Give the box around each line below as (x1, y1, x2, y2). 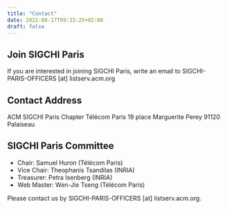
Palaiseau (7, 120, 35, 128)
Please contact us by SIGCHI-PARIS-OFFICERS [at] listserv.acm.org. (7, 194, 202, 202)
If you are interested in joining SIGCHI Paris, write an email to (7, 67, 181, 75)
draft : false (7, 23, 45, 30)
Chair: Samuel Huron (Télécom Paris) (17, 158, 123, 167)
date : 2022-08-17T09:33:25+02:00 (7, 17, 104, 24)
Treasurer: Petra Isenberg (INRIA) (17, 173, 113, 181)
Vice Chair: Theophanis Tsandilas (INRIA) (17, 165, 135, 174)
